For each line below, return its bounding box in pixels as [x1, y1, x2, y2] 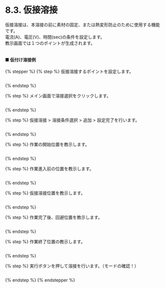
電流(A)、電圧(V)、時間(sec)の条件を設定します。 [5, 34, 105, 40]
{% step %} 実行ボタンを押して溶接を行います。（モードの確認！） [5, 263, 139, 269]
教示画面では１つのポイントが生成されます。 [5, 40, 95, 46]
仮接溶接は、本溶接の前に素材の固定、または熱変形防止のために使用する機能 [5, 22, 160, 28]
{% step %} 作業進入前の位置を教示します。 [5, 166, 94, 172]
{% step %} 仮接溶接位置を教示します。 [5, 190, 85, 196]
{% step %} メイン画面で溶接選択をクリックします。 [5, 93, 111, 99]
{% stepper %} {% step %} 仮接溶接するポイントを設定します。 [5, 68, 134, 74]
